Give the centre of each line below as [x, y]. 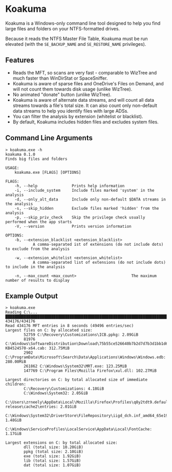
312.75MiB [59, 348]
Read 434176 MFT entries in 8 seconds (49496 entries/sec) [70, 326]
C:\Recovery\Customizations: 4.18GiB [64, 389]
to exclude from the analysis [38, 249]
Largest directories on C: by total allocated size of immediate [76, 380]
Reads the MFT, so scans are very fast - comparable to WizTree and [85, 72]
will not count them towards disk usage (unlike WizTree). [72, 89]
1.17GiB [14, 434]
